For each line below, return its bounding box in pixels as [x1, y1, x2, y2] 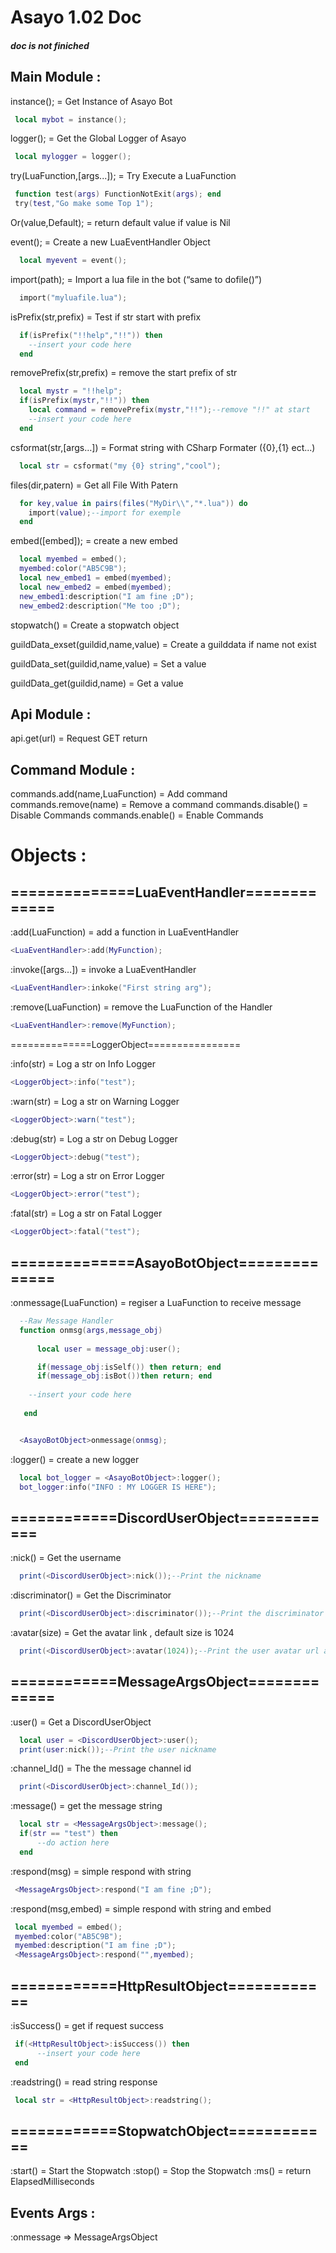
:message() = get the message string [10, 1800, 163, 1812]
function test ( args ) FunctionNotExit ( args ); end [14, 189, 222, 200]
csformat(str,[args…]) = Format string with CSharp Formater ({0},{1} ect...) [10, 441, 316, 453]
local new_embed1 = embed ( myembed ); [19, 573, 172, 583]
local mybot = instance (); [14, 114, 128, 125]
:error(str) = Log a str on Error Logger [10, 1170, 165, 1182]
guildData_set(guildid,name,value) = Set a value [10, 657, 207, 670]
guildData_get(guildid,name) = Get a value [10, 677, 184, 689]
